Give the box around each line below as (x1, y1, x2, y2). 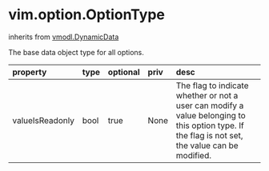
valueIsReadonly (12, 114, 74, 125)
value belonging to (175, 109, 246, 121)
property (12, 66, 47, 78)
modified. (175, 149, 212, 161)
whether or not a (175, 89, 239, 101)
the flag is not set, (175, 129, 243, 141)
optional (107, 66, 140, 78)
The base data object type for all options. (8, 47, 144, 57)
